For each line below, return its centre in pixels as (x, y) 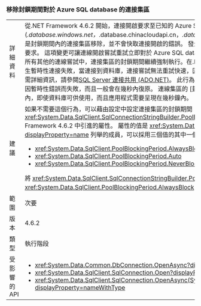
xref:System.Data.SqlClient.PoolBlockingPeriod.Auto (108, 156)
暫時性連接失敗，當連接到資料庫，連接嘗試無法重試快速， (112, 71)
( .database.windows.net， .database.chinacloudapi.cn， (103, 35)
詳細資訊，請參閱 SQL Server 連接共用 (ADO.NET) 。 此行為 (113, 80)
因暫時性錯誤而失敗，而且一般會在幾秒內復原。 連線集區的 (106, 89)
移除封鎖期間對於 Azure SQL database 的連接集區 (78, 9)
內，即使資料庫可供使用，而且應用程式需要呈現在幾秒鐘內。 (109, 98)
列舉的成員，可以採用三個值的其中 (138, 135)
